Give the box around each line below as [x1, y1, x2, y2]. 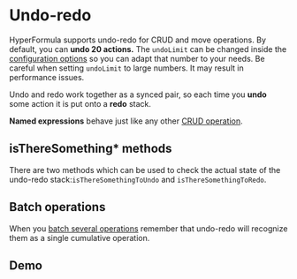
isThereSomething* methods [9, 141, 172, 156]
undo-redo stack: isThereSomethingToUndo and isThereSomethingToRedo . [9, 174, 267, 185]
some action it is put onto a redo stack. [9, 98, 152, 109]
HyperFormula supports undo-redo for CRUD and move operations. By [9, 34, 267, 45]
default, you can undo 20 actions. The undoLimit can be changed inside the [9, 43, 287, 54]
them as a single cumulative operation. [9, 232, 150, 243]
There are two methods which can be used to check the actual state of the [9, 164, 281, 175]
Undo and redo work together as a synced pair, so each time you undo [9, 89, 267, 100]
